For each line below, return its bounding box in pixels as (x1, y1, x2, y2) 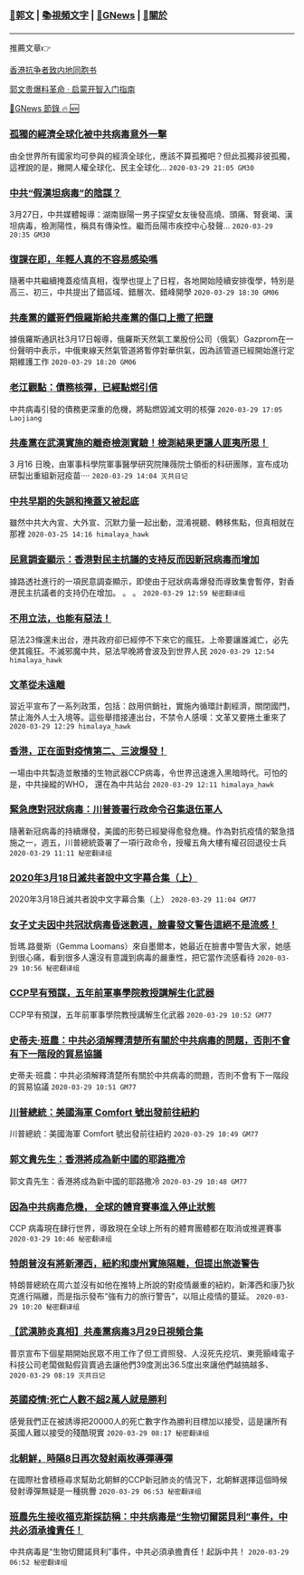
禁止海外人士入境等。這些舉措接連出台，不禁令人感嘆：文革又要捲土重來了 (9, 712, 287, 723)
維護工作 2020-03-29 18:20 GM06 (16, 356, 138, 367)
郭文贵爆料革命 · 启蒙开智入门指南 (9, 84, 136, 95)
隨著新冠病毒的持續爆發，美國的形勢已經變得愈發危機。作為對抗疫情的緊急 (9, 826, 287, 836)
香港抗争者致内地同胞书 (9, 64, 97, 75)
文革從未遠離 (9, 678, 66, 691)
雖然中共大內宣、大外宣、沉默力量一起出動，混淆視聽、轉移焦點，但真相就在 (9, 517, 295, 528)
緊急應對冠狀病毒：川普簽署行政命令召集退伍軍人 (9, 803, 223, 816)
